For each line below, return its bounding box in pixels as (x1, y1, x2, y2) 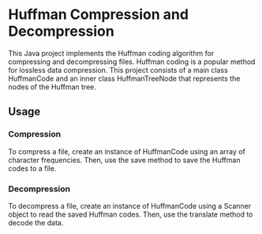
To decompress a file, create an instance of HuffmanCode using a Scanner (8, 201, 252, 210)
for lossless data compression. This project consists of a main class (8, 65, 229, 74)
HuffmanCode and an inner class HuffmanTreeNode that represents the (8, 74, 241, 83)
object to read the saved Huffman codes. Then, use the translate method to (8, 209, 253, 219)
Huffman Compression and (8, 6, 189, 24)
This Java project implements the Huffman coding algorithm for (8, 48, 215, 58)
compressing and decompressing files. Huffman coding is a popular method (8, 57, 256, 66)
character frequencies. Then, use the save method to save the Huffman (8, 155, 241, 164)
